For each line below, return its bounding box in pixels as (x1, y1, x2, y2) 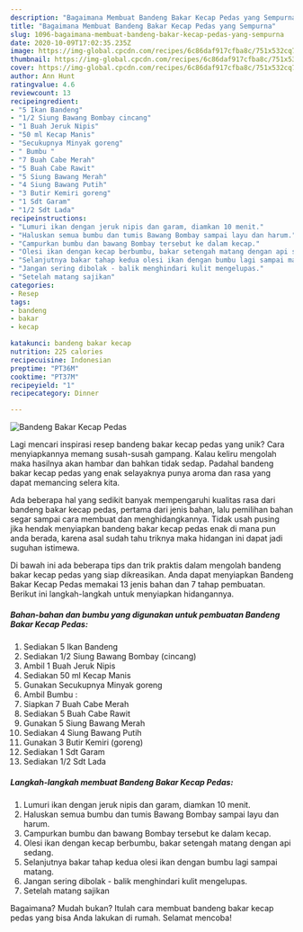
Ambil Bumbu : (22, 689, 78, 700)
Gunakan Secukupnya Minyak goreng (22, 680, 163, 691)
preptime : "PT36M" (10, 363, 79, 373)
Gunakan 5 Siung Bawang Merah (22, 718, 146, 729)
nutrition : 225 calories (10, 347, 103, 356)
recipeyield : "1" (10, 381, 76, 390)
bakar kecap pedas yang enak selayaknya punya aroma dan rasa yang (10, 468, 272, 479)
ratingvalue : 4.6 (10, 80, 76, 89)
